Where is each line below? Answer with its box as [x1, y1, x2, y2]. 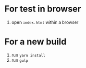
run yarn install [11, 52, 46, 58]
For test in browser [4, 3, 81, 14]
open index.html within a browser [11, 19, 79, 25]
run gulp [11, 57, 28, 63]
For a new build [4, 36, 67, 47]
